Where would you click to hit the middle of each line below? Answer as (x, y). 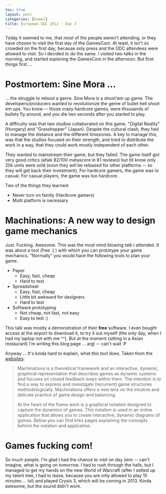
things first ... (19, 64)
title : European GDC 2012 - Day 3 (41, 24)
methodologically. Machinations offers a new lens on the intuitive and (88, 390)
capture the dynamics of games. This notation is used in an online (85, 410)
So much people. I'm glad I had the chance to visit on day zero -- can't (78, 460)
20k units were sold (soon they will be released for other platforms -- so (79, 165)
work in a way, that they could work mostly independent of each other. (78, 145)
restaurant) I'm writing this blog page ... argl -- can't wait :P (66, 344)
